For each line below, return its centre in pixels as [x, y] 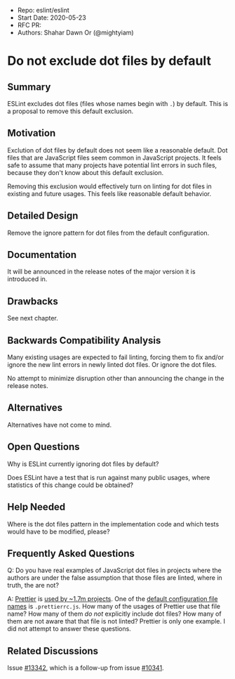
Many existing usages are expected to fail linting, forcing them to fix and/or [116, 357]
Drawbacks [33, 301]
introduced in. [27, 279]
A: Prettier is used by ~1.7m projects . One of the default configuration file [113, 599]
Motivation [32, 133]
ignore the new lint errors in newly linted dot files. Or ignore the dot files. [112, 365]
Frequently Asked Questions [71, 554]
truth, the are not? [33, 586]
